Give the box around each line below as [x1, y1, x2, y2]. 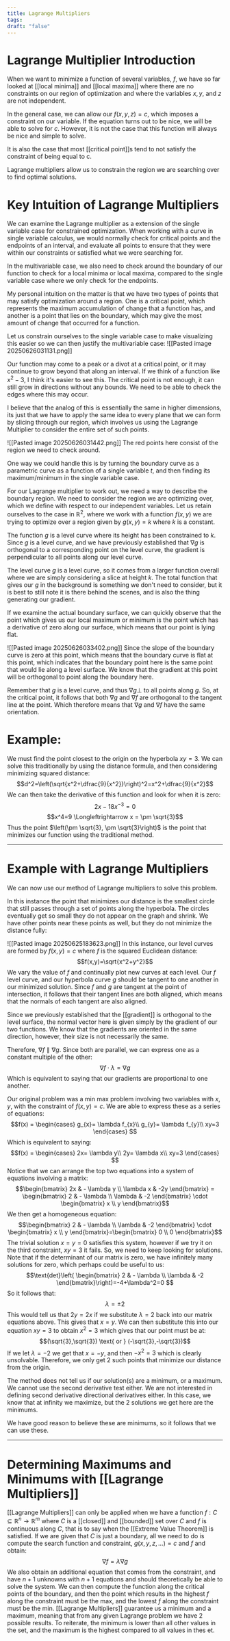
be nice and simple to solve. [7, 131, 86, 140]
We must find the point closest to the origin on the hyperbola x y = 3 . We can [7, 754, 223, 762]
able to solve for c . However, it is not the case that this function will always [7, 125, 218, 133]
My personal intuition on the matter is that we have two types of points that [7, 290, 219, 298]
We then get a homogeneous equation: [7, 1210, 117, 1218]
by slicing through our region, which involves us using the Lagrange [7, 418, 199, 426]
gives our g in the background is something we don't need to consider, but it [7, 580, 222, 589]
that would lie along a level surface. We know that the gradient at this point [7, 665, 218, 673]
